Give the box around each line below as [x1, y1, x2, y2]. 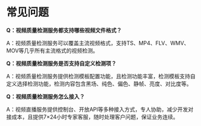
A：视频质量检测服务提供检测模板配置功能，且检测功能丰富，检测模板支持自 [6, 72, 196, 80]
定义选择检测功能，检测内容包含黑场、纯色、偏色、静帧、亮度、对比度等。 [6, 80, 192, 87]
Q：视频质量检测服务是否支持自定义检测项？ [6, 60, 117, 67]
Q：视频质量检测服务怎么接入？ [6, 93, 85, 100]
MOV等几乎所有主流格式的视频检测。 [6, 46, 99, 54]
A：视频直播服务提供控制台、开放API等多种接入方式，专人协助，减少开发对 [6, 106, 194, 113]
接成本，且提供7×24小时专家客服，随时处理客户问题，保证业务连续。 [6, 113, 179, 121]
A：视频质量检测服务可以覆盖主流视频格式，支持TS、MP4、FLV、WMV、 [6, 39, 189, 46]
